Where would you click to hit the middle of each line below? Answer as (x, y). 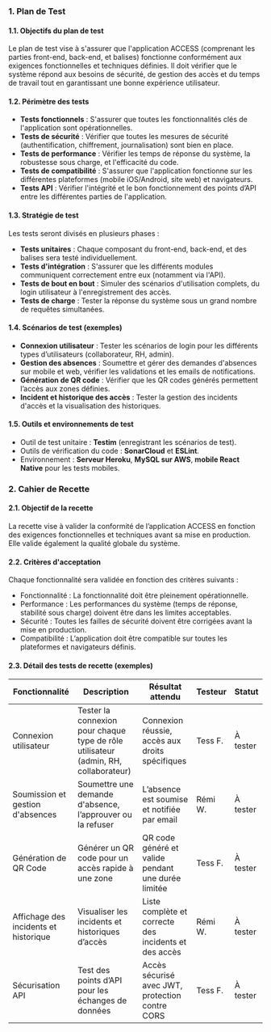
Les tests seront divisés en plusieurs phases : (84, 233)
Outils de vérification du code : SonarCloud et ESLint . (110, 450)
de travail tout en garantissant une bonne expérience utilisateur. (114, 83)
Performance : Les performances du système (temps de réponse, (129, 604)
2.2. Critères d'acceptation (54, 562)
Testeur (212, 692)
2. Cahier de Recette (49, 489)
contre (155, 1006)
